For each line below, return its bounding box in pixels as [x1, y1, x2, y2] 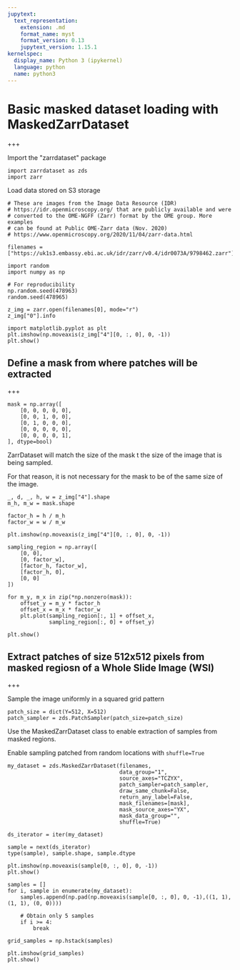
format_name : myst [20, 30, 75, 38]
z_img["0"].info [7, 312, 56, 320]
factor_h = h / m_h [7, 512, 66, 520]
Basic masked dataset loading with [7, 101, 219, 117]
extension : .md [20, 24, 66, 31]
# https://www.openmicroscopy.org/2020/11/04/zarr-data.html [7, 231, 194, 239]
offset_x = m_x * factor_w [20, 606, 101, 614]
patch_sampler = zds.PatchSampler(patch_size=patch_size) [7, 715, 184, 722]
